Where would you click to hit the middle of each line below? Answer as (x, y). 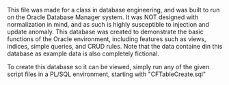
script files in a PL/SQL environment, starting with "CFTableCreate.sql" (107, 74)
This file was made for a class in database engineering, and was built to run (113, 10)
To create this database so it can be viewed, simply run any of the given (108, 67)
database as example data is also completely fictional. (83, 53)
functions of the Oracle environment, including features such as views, (107, 39)
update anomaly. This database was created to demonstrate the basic (105, 32)
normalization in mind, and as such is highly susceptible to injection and (108, 24)
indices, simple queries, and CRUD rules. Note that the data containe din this (115, 46)
